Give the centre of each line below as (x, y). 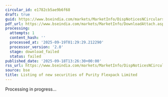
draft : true (17, 14)
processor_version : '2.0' (37, 47)
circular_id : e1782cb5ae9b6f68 (38, 10)
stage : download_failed (34, 51)
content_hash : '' (28, 38)
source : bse (17, 70)
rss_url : (14, 65)
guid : (11, 19)
